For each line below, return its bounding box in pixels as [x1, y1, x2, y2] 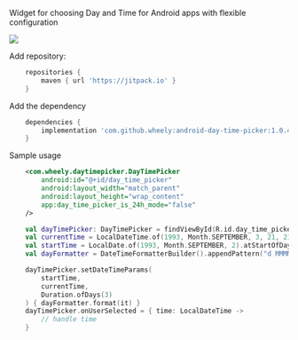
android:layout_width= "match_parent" [41, 184, 180, 193]
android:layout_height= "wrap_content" [41, 192, 184, 201]
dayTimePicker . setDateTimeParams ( [25, 265, 153, 274]
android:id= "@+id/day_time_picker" [41, 176, 173, 185]
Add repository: [9, 51, 67, 61]
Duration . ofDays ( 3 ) [41, 290, 114, 299]
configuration [9, 17, 59, 28]
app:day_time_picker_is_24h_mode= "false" [41, 200, 197, 210]
